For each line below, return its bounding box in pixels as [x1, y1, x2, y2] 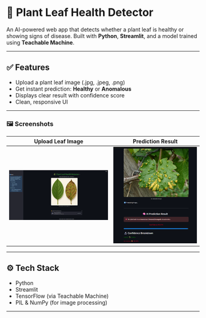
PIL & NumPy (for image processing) [15, 298, 108, 306]
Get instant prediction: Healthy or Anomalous [15, 85, 132, 93]
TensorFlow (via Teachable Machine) [15, 292, 109, 300]
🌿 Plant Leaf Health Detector [6, 6, 154, 20]
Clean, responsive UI [15, 98, 69, 105]
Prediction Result [132, 137, 178, 145]
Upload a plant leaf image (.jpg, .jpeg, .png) [15, 78, 126, 86]
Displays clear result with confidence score [15, 91, 125, 99]
